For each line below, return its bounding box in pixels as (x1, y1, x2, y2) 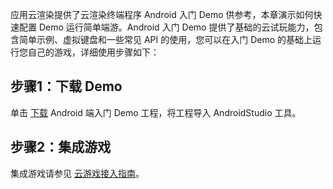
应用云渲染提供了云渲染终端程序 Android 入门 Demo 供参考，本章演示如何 (10, 9, 314, 20)
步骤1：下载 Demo (10, 78, 123, 95)
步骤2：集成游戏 (10, 139, 112, 156)
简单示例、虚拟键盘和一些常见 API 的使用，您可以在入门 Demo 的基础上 (18, 34, 313, 45)
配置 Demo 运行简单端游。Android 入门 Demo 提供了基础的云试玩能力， (18, 21, 315, 33)
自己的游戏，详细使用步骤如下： (27, 46, 160, 58)
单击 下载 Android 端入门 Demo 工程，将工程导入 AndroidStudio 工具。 (10, 106, 302, 118)
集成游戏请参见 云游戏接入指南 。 (10, 167, 145, 179)
